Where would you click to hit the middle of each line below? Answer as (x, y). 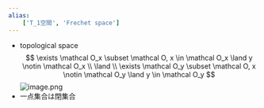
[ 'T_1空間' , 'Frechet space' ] (71, 23)
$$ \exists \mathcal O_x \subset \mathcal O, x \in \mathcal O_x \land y (139, 58)
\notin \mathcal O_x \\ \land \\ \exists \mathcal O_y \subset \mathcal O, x (139, 66)
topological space (49, 45)
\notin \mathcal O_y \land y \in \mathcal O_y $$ (139, 74)
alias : (19, 15)
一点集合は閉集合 (48, 96)
